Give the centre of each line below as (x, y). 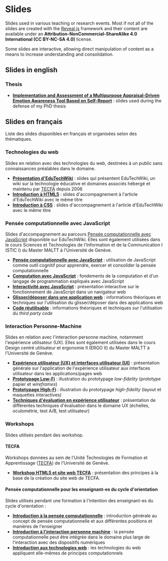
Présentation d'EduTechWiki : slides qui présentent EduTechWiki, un (84, 178)
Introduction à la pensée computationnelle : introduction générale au (85, 516)
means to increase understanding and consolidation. (59, 54)
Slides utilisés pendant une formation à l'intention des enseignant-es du (79, 501)
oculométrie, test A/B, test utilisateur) (51, 411)
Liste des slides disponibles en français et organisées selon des (71, 134)
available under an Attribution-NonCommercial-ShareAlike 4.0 (71, 34)
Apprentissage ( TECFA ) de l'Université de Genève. (57, 463)
